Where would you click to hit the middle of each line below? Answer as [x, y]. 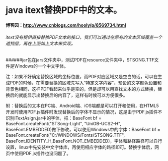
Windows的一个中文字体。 [41, 66]
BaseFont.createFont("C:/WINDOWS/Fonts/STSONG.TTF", [65, 135]
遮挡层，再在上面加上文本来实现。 [41, 44]
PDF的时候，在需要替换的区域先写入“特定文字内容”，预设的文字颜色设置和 [86, 83]
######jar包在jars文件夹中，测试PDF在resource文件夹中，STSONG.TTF [80, 59]
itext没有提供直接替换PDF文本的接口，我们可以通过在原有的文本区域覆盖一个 [84, 37]
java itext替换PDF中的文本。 [64, 10]
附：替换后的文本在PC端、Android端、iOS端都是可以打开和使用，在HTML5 [82, 106]
